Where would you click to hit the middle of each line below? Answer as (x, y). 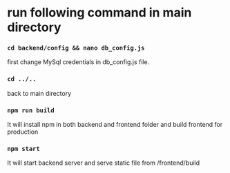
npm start (23, 149)
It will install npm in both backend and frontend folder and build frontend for (115, 125)
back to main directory (39, 93)
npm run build (31, 110)
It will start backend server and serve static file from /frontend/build (104, 163)
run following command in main (99, 13)
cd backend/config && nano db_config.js (76, 48)
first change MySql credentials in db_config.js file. (78, 62)
